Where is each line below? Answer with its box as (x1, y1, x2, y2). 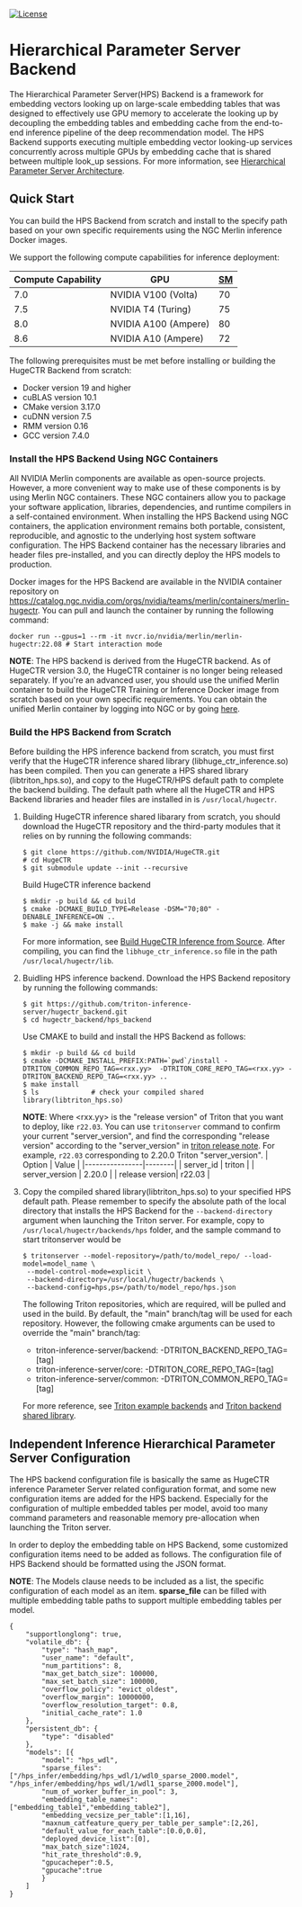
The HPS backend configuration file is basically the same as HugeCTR (9, 1474, 270, 1485)
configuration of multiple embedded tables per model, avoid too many (9, 1503, 268, 1514)
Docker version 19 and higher (22, 382, 132, 393)
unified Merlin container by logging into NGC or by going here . (9, 703, 241, 714)
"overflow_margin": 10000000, (41, 1693, 155, 1702)
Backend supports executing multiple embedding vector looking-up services (9, 136, 293, 148)
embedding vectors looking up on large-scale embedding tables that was (9, 98, 280, 109)
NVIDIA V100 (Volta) (110, 288, 199, 300)
